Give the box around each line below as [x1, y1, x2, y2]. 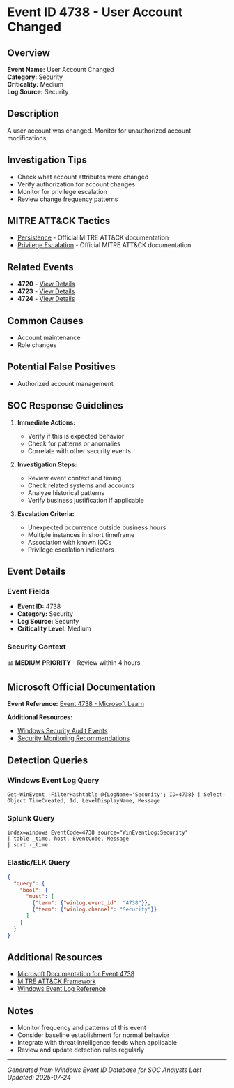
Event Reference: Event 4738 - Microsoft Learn [7, 700, 145, 708]
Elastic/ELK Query [7, 858, 70, 867]
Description [7, 108, 59, 119]
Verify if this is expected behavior [27, 432, 125, 440]
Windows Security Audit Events [17, 727, 108, 735]
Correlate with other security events [27, 446, 132, 455]
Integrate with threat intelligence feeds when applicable [17, 1038, 178, 1047]
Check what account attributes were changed [17, 172, 149, 181]
